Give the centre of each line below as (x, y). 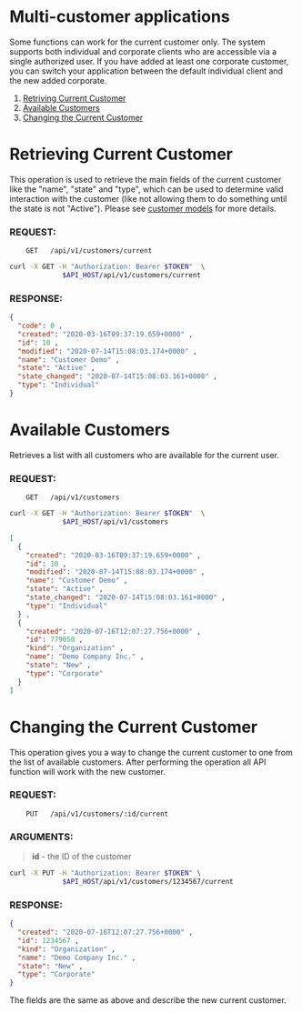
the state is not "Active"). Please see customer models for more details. (143, 208)
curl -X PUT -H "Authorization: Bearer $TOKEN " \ (106, 873)
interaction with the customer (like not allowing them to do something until (148, 198)
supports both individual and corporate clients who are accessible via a (143, 51)
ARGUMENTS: (41, 837)
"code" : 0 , (40, 326)
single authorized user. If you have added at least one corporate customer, (149, 61)
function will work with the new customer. (88, 771)
